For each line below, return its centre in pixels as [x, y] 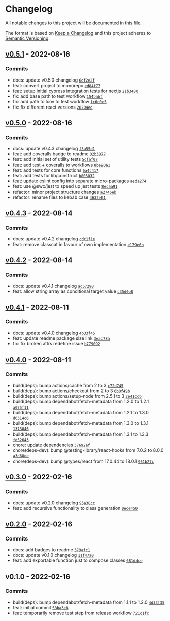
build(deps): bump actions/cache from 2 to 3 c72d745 [68, 386]
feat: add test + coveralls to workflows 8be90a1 [61, 165]
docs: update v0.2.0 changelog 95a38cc [54, 503]
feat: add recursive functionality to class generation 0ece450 [75, 508]
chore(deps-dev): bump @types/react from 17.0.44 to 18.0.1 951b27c [83, 461]
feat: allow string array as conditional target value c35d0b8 [73, 291]
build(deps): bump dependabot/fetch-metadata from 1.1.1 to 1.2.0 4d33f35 [89, 602]
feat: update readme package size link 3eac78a [61, 338]
